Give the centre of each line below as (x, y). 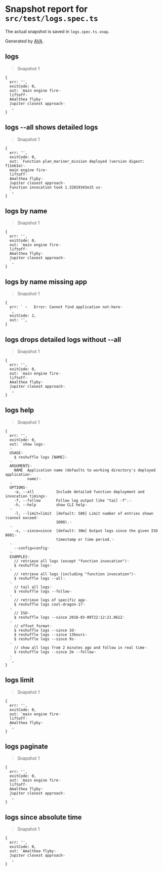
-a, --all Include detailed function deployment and (79, 492)
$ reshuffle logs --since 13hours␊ (51, 635)
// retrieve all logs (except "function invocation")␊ (72, 561)
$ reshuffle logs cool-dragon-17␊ (50, 604)
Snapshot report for (46, 9)
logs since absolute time (43, 817)
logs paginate (27, 747)
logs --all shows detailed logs (52, 127)
